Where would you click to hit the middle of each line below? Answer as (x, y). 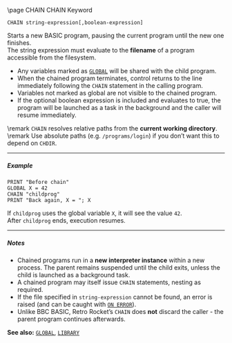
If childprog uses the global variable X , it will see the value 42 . (95, 213)
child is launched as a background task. (74, 275)
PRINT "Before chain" (38, 182)
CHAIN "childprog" (33, 194)
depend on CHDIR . (32, 143)
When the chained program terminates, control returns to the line (109, 78)
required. (30, 289)
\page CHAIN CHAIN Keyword (50, 10)
